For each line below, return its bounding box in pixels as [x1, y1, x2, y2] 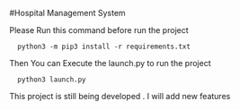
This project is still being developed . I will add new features [9, 91, 231, 101]
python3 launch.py [17, 75, 87, 84]
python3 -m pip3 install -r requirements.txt [17, 42, 191, 51]
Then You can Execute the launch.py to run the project [9, 58, 211, 68]
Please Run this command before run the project [9, 25, 189, 35]
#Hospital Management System [9, 8, 126, 18]
